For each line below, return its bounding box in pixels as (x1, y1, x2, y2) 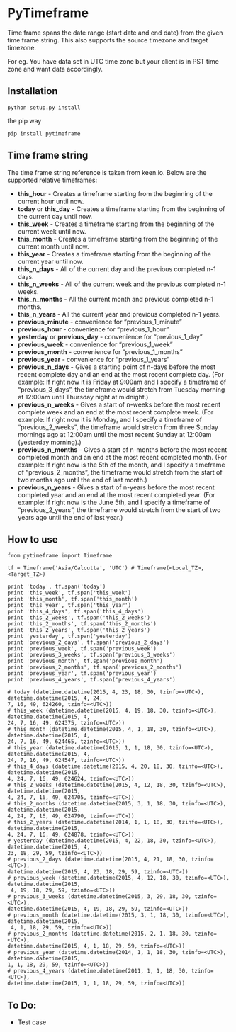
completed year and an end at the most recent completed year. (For (17, 490, 215, 499)
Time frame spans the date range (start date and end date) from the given (7, 28, 223, 37)
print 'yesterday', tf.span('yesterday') (7, 633, 132, 640)
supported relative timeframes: (7, 176, 98, 184)
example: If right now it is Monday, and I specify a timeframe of (17, 415, 203, 424)
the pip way (7, 116, 42, 125)
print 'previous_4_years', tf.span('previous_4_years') (7, 676, 176, 684)
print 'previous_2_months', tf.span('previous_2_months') (7, 664, 182, 671)
